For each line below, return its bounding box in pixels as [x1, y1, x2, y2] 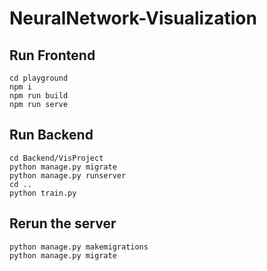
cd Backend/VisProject [9, 153, 104, 163]
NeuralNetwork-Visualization [9, 7, 257, 30]
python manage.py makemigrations [9, 242, 149, 252]
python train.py [9, 188, 77, 198]
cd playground [9, 73, 69, 83]
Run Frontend [9, 47, 96, 64]
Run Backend [9, 127, 94, 144]
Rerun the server [9, 215, 117, 232]
